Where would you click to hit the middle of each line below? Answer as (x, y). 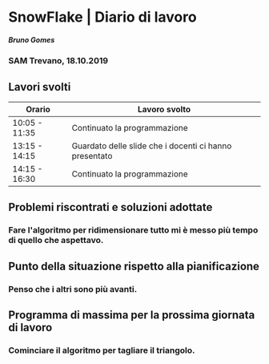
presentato (92, 156)
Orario (38, 109)
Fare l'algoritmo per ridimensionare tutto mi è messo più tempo (133, 230)
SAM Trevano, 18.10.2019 (58, 61)
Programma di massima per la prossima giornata (132, 315)
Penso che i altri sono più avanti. (73, 289)
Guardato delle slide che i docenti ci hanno (152, 146)
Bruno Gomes (32, 39)
